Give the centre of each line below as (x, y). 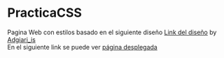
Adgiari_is (22, 39)
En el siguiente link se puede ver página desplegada (82, 47)
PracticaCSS (45, 13)
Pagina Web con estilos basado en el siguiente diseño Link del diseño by (112, 32)
